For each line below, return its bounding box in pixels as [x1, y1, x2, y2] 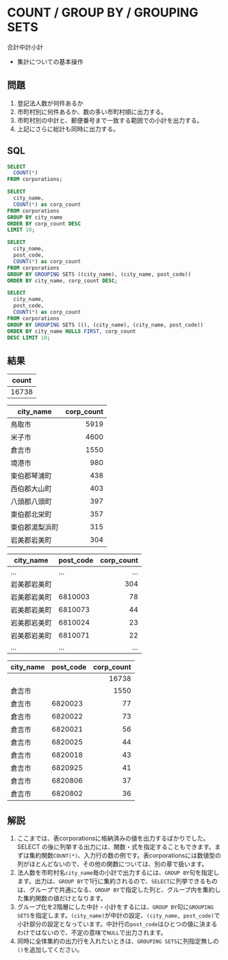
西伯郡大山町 [10, 484, 53, 494]
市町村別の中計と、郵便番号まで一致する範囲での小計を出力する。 [16, 116, 203, 124]
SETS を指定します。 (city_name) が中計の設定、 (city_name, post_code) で [16, 911, 220, 920]
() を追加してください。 [16, 946, 84, 954]
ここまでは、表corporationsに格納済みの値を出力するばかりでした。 [16, 835, 210, 843]
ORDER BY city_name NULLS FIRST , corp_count [7, 328, 136, 335]
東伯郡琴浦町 [10, 471, 53, 481]
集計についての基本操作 [16, 57, 84, 66]
